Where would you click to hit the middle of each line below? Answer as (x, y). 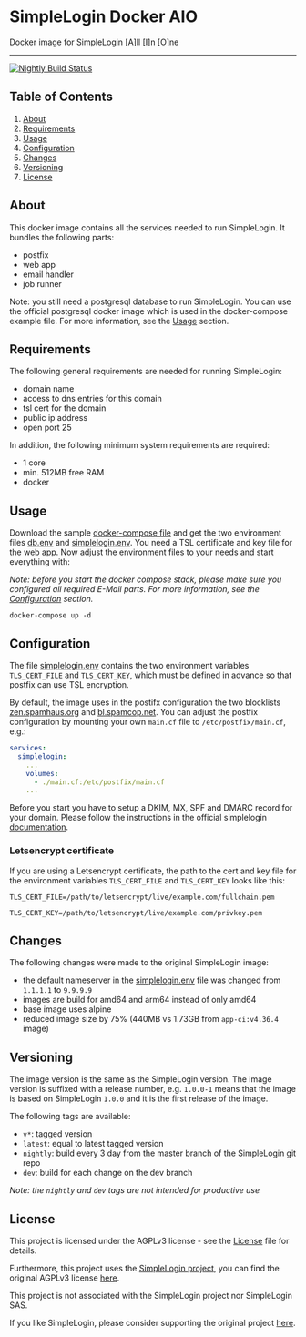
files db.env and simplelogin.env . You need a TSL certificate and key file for (151, 543)
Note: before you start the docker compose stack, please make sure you (146, 579)
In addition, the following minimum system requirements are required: (140, 445)
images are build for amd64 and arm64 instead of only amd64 (139, 1000)
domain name (48, 389)
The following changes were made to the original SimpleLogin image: (139, 963)
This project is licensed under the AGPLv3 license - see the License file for (149, 1240)
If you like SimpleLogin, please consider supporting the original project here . (153, 1322)
